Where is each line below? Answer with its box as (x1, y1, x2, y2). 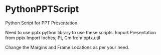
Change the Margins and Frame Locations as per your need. (5, 44, 129, 50)
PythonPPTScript (5, 3, 79, 15)
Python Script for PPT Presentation (5, 20, 78, 26)
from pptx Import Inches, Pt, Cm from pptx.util (5, 35, 100, 41)
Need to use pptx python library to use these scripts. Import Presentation (5, 29, 156, 35)
